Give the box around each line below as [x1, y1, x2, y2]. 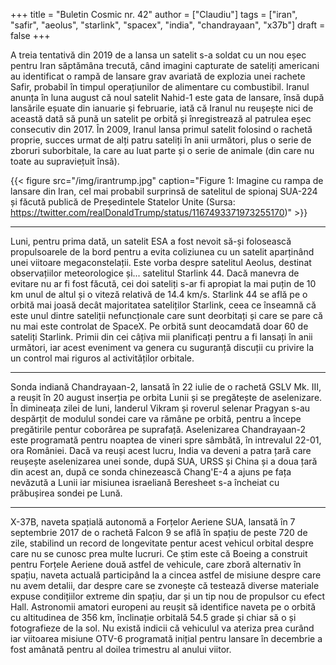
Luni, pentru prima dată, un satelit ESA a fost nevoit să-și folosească [10, 235, 292, 247]
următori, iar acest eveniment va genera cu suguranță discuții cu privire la [10, 342, 315, 353]
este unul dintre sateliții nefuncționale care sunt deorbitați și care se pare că [10, 310, 323, 321]
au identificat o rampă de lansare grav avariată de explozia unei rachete [10, 70, 306, 82]
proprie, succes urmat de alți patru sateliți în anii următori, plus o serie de [10, 134, 312, 146]
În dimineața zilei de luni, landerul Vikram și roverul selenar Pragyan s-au [10, 402, 311, 414]
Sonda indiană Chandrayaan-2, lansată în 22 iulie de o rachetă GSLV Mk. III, [10, 381, 322, 393]
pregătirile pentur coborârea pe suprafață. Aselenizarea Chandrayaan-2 [10, 424, 307, 435]
